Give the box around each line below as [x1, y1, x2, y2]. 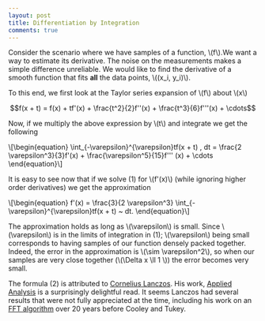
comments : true [8, 26, 59, 34]
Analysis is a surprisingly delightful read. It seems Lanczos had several [8, 287, 239, 297]
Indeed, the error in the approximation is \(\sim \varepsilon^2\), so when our [8, 247, 255, 256]
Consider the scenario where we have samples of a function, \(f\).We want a [8, 48, 257, 58]
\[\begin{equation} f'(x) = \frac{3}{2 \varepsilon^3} [8, 198, 174, 207]
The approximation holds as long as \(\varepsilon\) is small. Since [8, 222, 221, 231]
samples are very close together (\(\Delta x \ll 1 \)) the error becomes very [8, 256, 249, 265]
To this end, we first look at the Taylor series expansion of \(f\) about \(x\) [8, 88, 248, 98]
